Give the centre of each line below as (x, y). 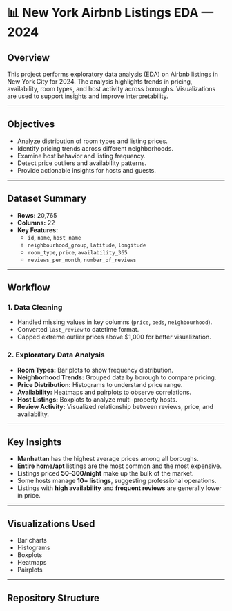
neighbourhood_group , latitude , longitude (87, 245)
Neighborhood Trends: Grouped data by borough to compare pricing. (117, 377)
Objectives (31, 124)
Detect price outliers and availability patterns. (82, 163)
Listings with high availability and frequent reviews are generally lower (119, 488)
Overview (29, 58)
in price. (29, 496)
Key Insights (35, 442)
